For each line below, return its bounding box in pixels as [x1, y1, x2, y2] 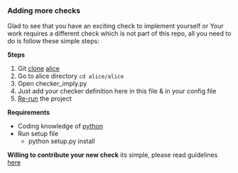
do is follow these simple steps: [7, 37, 99, 45]
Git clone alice [17, 65, 60, 73]
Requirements [7, 108, 50, 117]
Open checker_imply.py [17, 79, 87, 88]
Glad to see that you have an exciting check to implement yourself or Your [7, 22, 224, 30]
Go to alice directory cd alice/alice [17, 72, 124, 80]
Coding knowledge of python [17, 122, 103, 130]
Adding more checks [7, 6, 80, 16]
